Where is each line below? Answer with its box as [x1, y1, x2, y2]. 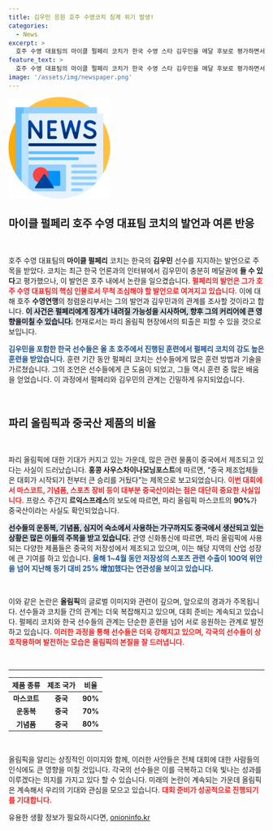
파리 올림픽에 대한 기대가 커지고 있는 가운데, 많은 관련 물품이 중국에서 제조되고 [8, 455, 256, 465]
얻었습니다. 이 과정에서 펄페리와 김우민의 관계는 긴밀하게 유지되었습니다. [16, 374, 245, 384]
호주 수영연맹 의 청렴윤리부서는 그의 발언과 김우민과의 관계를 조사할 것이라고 [16, 296, 256, 306]
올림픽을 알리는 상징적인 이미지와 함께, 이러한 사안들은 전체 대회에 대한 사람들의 [8, 754, 260, 764]
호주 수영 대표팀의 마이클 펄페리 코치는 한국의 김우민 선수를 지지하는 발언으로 [8, 255, 251, 265]
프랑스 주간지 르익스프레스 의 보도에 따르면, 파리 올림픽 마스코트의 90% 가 [25, 496, 258, 506]
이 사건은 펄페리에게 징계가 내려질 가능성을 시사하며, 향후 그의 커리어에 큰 [25, 306, 254, 316]
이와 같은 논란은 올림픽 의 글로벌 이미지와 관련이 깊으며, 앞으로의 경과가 [8, 597, 232, 606]
